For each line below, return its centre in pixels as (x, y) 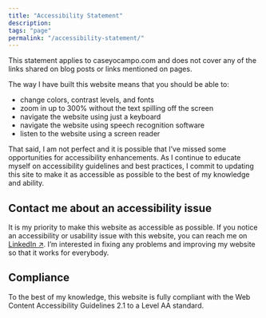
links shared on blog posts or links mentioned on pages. (100, 69)
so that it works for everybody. (59, 253)
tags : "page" (30, 30)
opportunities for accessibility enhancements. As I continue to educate (125, 158)
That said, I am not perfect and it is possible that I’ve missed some (117, 149)
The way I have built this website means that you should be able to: (119, 84)
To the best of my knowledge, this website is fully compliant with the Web (129, 296)
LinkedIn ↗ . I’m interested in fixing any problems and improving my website (132, 245)
